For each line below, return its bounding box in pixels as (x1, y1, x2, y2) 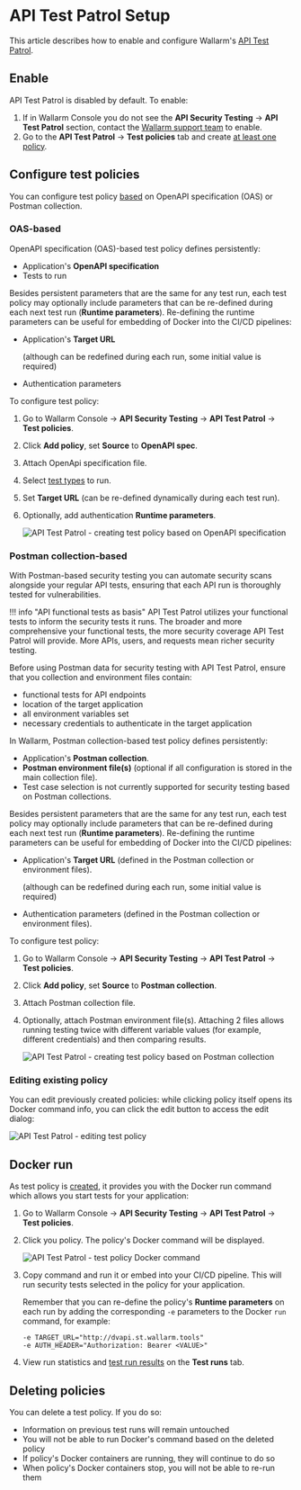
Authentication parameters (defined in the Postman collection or (22, 909, 261, 920)
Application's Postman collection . (22, 753, 150, 764)
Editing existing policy (9, 1074, 109, 1087)
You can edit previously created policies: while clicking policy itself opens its (9, 1094, 293, 1105)
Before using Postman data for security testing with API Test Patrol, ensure (9, 662, 286, 673)
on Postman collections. (22, 791, 112, 802)
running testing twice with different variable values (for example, (22, 1025, 262, 1036)
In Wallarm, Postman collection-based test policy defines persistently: (9, 735, 268, 747)
